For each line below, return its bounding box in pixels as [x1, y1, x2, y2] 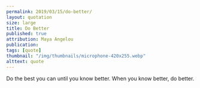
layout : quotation [6, 14, 52, 20]
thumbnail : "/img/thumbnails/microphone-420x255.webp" [6, 53, 146, 59]
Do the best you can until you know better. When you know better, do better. [6, 75, 195, 82]
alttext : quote [6, 58, 44, 64]
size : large [6, 20, 36, 26]
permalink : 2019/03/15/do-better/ [6, 8, 93, 15]
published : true [6, 31, 47, 37]
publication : [6, 42, 39, 48]
